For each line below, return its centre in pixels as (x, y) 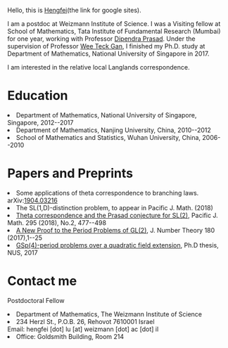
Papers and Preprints (70, 173)
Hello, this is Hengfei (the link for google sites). (75, 10)
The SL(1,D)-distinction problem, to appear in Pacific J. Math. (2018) (115, 207)
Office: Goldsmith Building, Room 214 (70, 336)
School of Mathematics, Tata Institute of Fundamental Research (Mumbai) (114, 31)
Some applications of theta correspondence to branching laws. (108, 193)
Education (38, 96)
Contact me (42, 281)
